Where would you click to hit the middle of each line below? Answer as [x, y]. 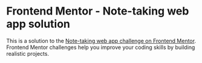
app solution [38, 24]
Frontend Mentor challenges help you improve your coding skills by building [101, 47]
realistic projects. [28, 53]
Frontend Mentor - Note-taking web [98, 11]
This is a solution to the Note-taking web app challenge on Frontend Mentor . [101, 41]
